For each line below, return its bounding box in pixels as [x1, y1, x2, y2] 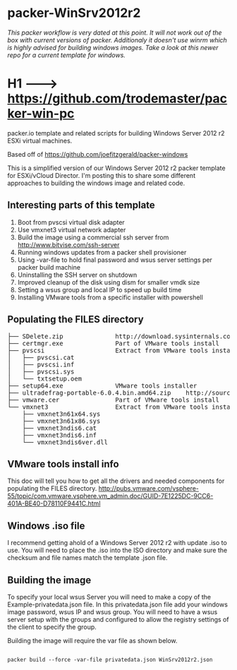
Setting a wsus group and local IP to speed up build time [17, 285, 182, 294]
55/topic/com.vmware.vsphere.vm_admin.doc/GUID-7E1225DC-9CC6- [7, 492, 214, 501]
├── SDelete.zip [7, 332, 63, 340]
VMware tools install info [7, 457, 119, 470]
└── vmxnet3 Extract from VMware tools [7, 402, 209, 411]
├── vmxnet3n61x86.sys [22, 417, 101, 425]
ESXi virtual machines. [7, 136, 73, 145]
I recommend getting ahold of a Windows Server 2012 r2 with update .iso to [7, 539, 227, 547]
